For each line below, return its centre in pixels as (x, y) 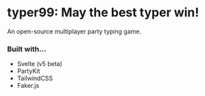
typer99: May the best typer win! (103, 13)
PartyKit (28, 71)
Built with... (27, 49)
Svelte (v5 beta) (40, 64)
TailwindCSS (35, 78)
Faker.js (28, 86)
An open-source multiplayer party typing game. (74, 31)
